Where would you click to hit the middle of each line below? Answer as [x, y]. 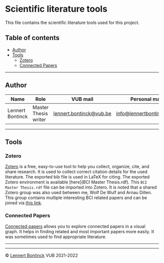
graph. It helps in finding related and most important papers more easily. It [80, 231]
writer [39, 119]
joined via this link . [24, 203]
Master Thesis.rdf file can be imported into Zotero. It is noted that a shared [81, 187]
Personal [141, 99]
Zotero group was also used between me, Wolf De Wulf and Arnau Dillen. [79, 193]
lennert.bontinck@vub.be [82, 113]
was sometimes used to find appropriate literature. [56, 237]
